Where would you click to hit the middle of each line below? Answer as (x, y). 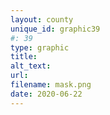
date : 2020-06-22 (46, 94)
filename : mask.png (51, 85)
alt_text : (31, 66)
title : (24, 57)
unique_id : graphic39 (55, 29)
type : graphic (40, 47)
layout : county (42, 19)
